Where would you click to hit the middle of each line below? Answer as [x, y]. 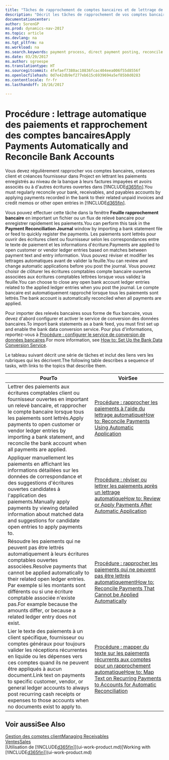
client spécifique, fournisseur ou [46, 637]
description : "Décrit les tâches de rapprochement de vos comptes [76, 15]
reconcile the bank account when [47, 443]
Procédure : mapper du [122, 647]
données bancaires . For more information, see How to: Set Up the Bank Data [84, 340]
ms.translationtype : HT [30, 66]
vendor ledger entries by [37, 431]
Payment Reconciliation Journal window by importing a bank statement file [84, 228]
